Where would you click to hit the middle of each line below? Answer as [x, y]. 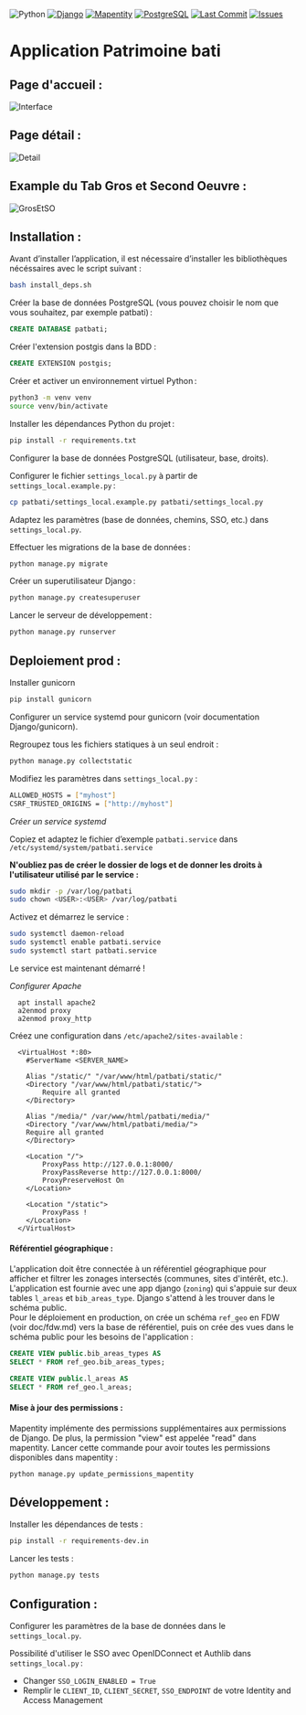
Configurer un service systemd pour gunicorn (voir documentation [135, 717]
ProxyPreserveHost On [84, 1180]
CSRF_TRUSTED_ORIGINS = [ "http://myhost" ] [91, 804]
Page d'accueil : [56, 85]
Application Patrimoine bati [115, 51]
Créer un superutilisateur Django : [73, 581]
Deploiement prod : [65, 660]
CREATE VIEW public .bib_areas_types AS [85, 1354]
